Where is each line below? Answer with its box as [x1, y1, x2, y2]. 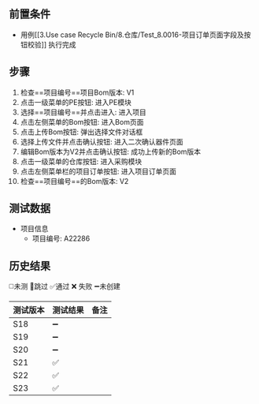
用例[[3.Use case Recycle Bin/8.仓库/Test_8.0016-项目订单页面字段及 [20, 30, 245, 39]
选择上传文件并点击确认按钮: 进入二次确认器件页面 [20, 137, 183, 146]
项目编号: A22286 [31, 234, 91, 243]
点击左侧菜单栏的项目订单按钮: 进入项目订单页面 [20, 166, 176, 176]
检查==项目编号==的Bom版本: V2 [20, 176, 129, 185]
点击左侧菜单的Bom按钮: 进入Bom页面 [20, 117, 144, 126]
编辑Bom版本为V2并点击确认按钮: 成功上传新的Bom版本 [20, 147, 202, 156]
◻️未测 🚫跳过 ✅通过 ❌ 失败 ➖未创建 [9, 282, 120, 291]
